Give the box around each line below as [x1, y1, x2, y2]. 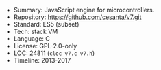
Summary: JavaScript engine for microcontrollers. [13, 6, 155, 14]
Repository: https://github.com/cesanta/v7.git [13, 13, 142, 21]
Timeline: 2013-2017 [13, 56, 71, 64]
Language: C [13, 35, 50, 43]
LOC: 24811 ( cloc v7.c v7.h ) [13, 49, 95, 57]
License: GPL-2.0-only [13, 42, 77, 50]
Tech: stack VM [13, 27, 58, 35]
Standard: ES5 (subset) [13, 20, 79, 28]
